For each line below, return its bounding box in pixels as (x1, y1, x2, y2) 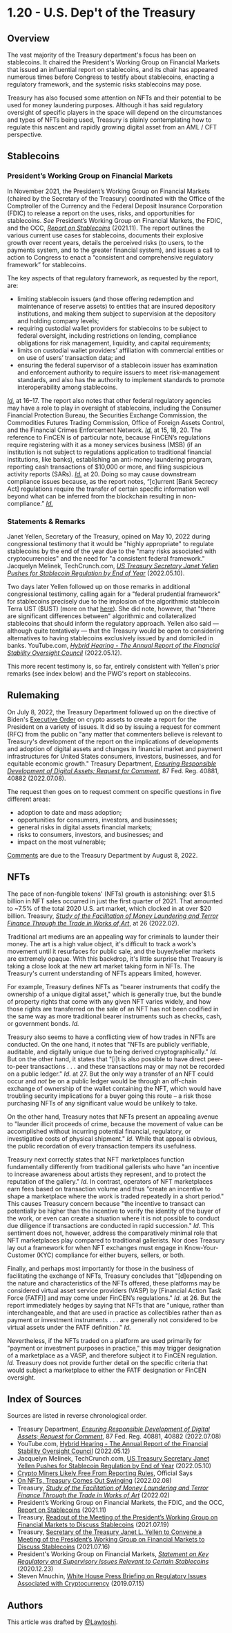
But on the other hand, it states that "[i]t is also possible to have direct (7, 1054, 206, 1063)
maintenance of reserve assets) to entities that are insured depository (17, 302, 216, 310)
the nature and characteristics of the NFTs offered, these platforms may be (7, 1279, 220, 1287)
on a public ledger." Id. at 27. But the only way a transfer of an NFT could (7, 1070, 214, 1078)
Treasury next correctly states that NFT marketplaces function (7, 1155, 185, 1164)
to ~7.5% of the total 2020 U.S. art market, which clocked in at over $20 (7, 904, 212, 912)
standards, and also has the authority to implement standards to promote (17, 375, 225, 384)
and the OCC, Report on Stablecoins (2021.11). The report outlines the (7, 224, 205, 232)
